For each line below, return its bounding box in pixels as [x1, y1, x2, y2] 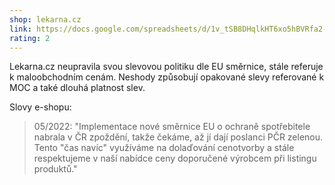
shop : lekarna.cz [9, 14, 82, 25]
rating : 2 [9, 33, 51, 43]
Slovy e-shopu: [9, 101, 72, 113]
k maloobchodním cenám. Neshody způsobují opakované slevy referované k [9, 71, 325, 83]
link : [9, 24, 32, 34]
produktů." [33, 163, 78, 175]
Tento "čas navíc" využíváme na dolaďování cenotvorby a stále [33, 142, 295, 154]
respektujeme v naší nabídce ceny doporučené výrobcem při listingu [33, 152, 317, 165]
